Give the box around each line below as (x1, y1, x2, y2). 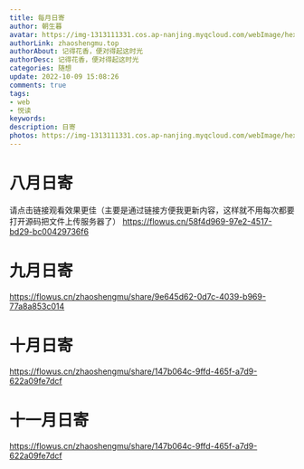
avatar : (9, 30, 39, 39)
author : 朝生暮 (9, 22, 62, 31)
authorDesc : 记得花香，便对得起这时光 (9, 55, 139, 64)
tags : (9, 89, 30, 98)
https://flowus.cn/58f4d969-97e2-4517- (121, 215, 273, 226)
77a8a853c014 (9, 301, 65, 311)
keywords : (9, 114, 47, 123)
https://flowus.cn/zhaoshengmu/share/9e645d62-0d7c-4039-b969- (9, 291, 267, 301)
